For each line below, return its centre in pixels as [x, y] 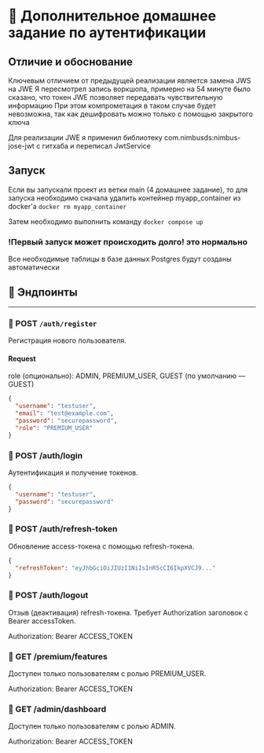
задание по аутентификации [107, 33]
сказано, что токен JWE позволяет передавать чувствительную [115, 97]
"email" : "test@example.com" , [64, 413]
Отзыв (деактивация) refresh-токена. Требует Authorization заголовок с [128, 612]
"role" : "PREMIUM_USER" [54, 428]
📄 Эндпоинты [43, 292]
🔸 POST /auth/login [46, 455]
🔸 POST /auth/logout [48, 595]
